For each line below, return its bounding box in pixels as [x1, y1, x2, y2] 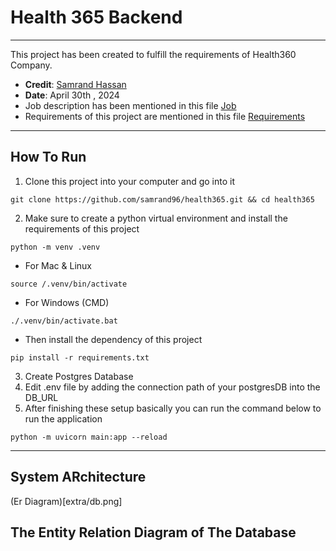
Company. [10, 59, 53, 71]
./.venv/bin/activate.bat [10, 316, 118, 326]
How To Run [10, 149, 87, 166]
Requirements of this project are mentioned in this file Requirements [24, 110, 306, 122]
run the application [24, 412, 103, 425]
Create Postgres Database [24, 370, 134, 382]
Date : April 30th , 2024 [24, 89, 120, 101]
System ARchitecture [10, 469, 147, 486]
